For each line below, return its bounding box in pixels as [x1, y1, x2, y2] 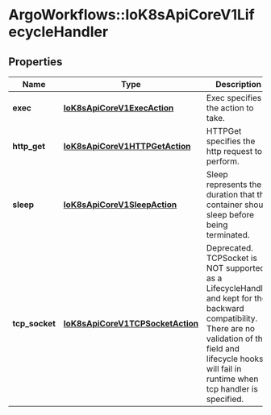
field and [206, 343, 240, 354]
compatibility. [206, 313, 258, 324]
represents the [206, 179, 262, 190]
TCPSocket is [206, 252, 258, 264]
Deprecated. [206, 243, 254, 253]
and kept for [206, 293, 252, 304]
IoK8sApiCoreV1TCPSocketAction [63, 318, 199, 329]
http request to [206, 146, 263, 156]
